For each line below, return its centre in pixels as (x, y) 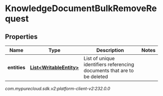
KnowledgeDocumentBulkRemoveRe (81, 8)
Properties (21, 37)
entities (16, 67)
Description (110, 50)
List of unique (99, 58)
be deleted (96, 77)
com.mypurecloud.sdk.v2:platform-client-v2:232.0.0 (58, 88)
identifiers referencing (109, 64)
